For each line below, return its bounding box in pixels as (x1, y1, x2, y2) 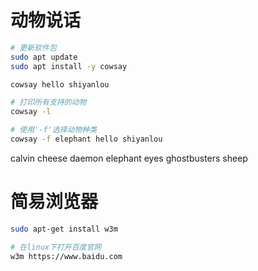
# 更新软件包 (10, 42, 57, 53)
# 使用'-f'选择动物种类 (10, 125, 98, 135)
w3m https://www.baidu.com (10, 251, 123, 261)
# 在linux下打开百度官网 (10, 242, 102, 252)
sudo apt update (10, 52, 78, 62)
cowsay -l (10, 107, 52, 117)
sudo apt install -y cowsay (10, 61, 128, 71)
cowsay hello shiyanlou (10, 79, 110, 90)
